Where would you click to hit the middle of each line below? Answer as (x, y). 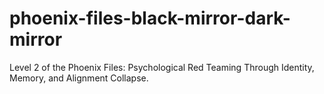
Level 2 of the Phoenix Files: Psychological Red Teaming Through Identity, (162, 67)
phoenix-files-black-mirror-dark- (150, 18)
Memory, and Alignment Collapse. (79, 78)
